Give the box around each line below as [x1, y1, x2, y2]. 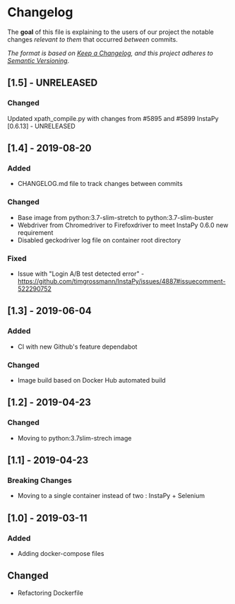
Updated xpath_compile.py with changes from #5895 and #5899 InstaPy [7, 114, 219, 122]
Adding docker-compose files [17, 549, 104, 557]
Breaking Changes [7, 475, 73, 485]
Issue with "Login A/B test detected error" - [17, 269, 145, 278]
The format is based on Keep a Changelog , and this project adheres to [7, 49, 214, 57]
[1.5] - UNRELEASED [7, 77, 98, 89]
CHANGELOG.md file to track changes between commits [17, 180, 183, 188]
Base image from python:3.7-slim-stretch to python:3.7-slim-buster [17, 213, 214, 221]
